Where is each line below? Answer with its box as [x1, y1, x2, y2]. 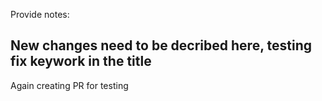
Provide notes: [10, 9, 70, 20]
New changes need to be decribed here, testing [10, 37, 312, 54]
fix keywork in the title [10, 53, 152, 70]
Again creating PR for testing [10, 79, 129, 91]
